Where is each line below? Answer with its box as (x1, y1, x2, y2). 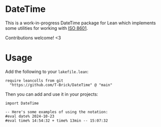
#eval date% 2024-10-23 (5, 114, 55, 119)
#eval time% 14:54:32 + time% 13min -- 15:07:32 (5, 118, 108, 123)
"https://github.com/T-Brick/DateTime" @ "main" (9, 82, 113, 87)
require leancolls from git (5, 78, 64, 83)
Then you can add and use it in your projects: (5, 91, 98, 97)
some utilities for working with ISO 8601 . (5, 25, 88, 31)
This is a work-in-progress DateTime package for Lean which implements (5, 20, 156, 26)
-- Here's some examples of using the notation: (5, 109, 108, 115)
